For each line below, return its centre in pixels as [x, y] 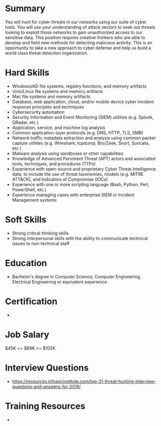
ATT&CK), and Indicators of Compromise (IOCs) [60, 179]
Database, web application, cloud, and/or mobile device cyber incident [83, 102]
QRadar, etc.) [25, 122]
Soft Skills [26, 220]
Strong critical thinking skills [40, 233]
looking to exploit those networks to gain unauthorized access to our [74, 32]
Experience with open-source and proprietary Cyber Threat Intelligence [84, 169]
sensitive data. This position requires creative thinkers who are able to [75, 37]
